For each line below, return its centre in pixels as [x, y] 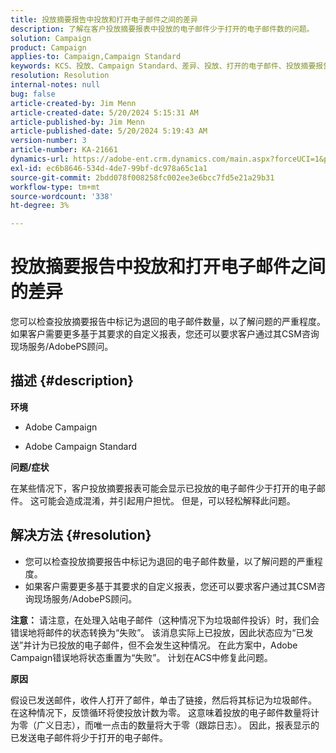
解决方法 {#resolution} [81, 535]
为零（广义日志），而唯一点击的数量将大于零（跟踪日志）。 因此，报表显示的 [165, 725]
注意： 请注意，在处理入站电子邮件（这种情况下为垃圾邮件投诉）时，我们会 [165, 620]
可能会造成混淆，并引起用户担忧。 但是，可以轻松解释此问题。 [167, 500]
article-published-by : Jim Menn [77, 122]
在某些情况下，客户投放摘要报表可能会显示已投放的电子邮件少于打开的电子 [163, 488]
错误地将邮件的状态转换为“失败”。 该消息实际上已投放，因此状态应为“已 [157, 632]
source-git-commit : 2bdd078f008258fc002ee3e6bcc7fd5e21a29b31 [142, 177]
